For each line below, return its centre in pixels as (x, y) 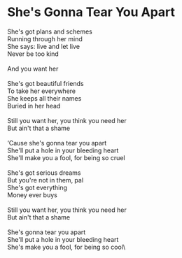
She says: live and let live (44, 46)
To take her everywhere (42, 91)
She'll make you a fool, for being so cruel (66, 157)
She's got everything (37, 187)
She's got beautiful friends (45, 83)
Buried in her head (34, 106)
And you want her (33, 69)
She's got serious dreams (44, 173)
